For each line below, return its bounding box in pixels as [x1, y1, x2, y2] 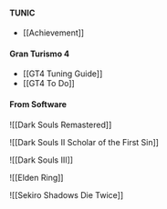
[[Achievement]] [22, 27, 85, 38]
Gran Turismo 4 [9, 48, 70, 59]
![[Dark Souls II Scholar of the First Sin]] [9, 136, 160, 147]
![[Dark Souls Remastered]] [9, 119, 112, 130]
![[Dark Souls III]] [9, 154, 74, 165]
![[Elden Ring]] [9, 172, 64, 183]
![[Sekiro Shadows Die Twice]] [9, 189, 124, 200]
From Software [9, 99, 67, 109]
